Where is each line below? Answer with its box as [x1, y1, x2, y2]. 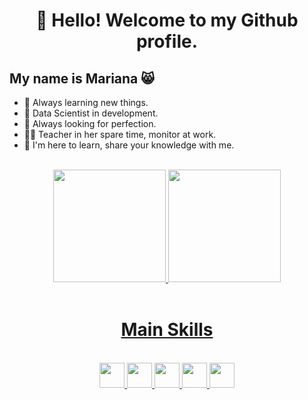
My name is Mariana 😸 [9, 70, 156, 87]
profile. [135, 30, 199, 53]
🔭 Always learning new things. [23, 97, 149, 108]
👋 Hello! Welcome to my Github [35, 9, 299, 32]
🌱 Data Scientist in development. [23, 107, 159, 119]
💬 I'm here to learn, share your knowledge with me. [23, 139, 235, 151]
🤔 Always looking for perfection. [23, 118, 157, 129]
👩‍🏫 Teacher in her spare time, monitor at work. [23, 129, 217, 140]
